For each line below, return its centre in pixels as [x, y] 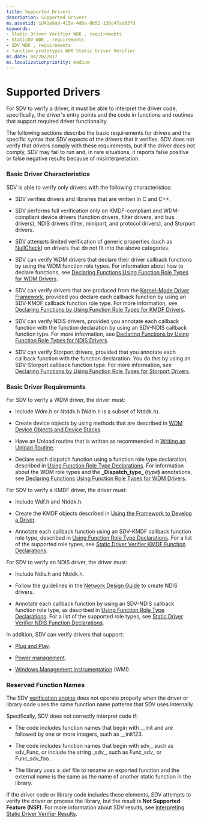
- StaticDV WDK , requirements [45, 40]
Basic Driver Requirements [46, 387]
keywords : [19, 29]
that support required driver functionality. [57, 122]
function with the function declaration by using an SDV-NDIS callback [101, 327]
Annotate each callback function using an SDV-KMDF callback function [103, 532]
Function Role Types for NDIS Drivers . [62, 340]
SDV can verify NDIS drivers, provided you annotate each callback [97, 321]
